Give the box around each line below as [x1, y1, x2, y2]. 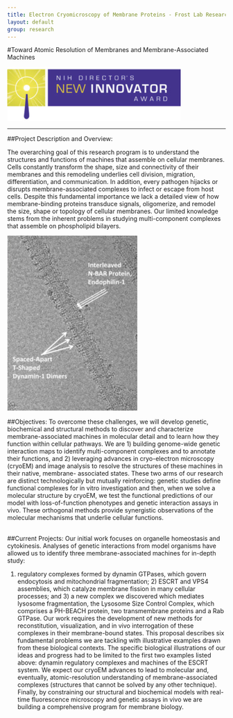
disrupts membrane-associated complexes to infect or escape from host [7, 185, 214, 194]
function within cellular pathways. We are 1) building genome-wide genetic [7, 440, 221, 448]
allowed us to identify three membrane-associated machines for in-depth [7, 549, 216, 558]
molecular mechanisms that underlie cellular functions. [7, 514, 164, 522]
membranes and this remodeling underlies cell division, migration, [7, 170, 196, 178]
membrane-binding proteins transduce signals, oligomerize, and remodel [7, 200, 216, 208]
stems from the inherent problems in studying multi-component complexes [7, 215, 221, 223]
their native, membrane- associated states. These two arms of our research [7, 469, 223, 478]
